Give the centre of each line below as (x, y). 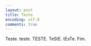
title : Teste (19, 15)
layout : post (19, 10)
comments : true (21, 24)
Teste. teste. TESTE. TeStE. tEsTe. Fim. (46, 39)
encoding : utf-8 (22, 19)
